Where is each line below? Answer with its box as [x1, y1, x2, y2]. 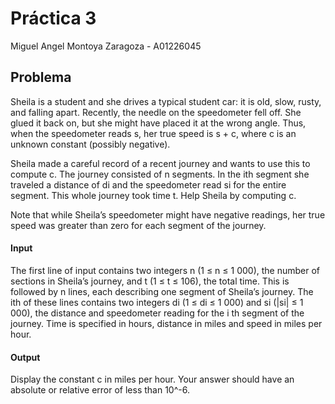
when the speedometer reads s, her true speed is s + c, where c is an [10, 127, 297, 139]
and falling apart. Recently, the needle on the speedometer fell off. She [10, 106, 302, 118]
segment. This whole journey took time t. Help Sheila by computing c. [10, 189, 297, 201]
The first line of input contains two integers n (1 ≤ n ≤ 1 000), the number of [10, 264, 321, 276]
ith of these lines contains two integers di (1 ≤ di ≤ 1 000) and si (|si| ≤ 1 [10, 296, 304, 308]
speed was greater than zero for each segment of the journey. [10, 219, 267, 231]
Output [10, 351, 41, 363]
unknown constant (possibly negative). [10, 138, 171, 150]
